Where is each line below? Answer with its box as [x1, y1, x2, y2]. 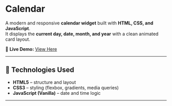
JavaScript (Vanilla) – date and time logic [12, 90, 101, 96]
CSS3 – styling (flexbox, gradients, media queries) [12, 85, 119, 91]
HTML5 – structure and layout [12, 79, 76, 85]
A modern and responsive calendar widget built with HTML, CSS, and [5, 20, 154, 26]
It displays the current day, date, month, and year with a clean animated [5, 31, 159, 37]
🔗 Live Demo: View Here [5, 46, 57, 52]
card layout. [5, 36, 31, 42]
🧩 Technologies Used [5, 66, 74, 74]
